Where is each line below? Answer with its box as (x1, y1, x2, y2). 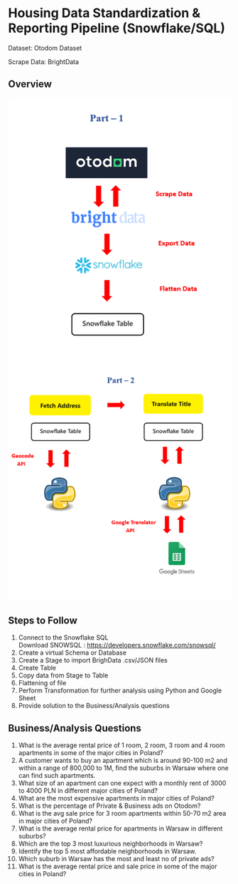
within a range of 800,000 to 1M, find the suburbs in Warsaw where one (18, 764, 229, 772)
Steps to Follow (8, 615, 77, 627)
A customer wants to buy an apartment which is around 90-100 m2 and (18, 756, 228, 765)
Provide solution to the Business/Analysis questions (18, 702, 170, 710)
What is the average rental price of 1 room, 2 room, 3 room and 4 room (18, 741, 226, 749)
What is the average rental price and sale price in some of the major (18, 862, 217, 870)
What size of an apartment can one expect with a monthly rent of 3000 (18, 779, 227, 788)
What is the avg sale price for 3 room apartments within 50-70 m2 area (18, 809, 227, 818)
